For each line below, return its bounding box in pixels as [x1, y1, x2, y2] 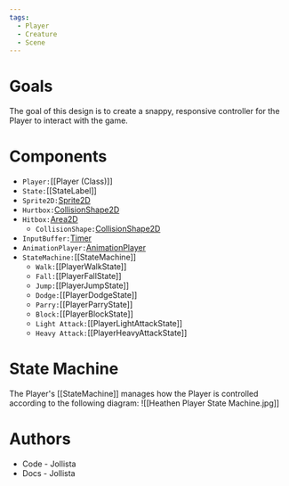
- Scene [17, 37, 46, 47]
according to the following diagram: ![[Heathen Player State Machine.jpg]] [9, 398, 280, 408]
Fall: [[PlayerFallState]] [35, 271, 122, 282]
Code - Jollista [21, 458, 76, 469]
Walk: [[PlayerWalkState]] [35, 261, 127, 272]
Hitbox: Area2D [21, 214, 78, 225]
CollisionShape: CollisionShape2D [35, 224, 161, 235]
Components [9, 146, 108, 167]
